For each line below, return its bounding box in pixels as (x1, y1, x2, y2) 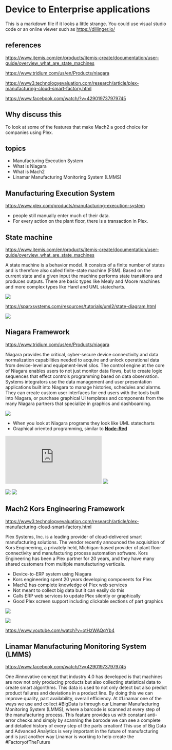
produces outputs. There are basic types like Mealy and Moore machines (5, 278, 160, 284)
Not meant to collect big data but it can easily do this (12, 587, 125, 593)
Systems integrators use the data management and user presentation (5, 378, 152, 384)
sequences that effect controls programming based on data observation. (5, 373, 159, 379)
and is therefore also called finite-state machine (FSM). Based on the (5, 267, 151, 273)
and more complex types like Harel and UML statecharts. (5, 284, 126, 290)
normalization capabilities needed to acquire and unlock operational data (5, 357, 160, 363)
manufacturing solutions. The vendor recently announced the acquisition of (5, 539, 165, 545)
